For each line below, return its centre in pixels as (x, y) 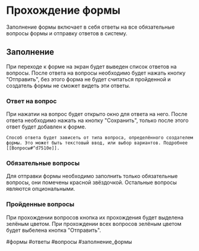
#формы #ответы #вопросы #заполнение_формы (69, 241)
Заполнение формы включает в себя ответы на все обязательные (91, 27)
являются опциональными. (41, 189)
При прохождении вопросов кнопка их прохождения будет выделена (95, 217)
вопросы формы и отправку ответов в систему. (67, 33)
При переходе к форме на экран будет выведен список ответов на (91, 66)
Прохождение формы (63, 10)
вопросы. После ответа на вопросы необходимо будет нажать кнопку (96, 73)
